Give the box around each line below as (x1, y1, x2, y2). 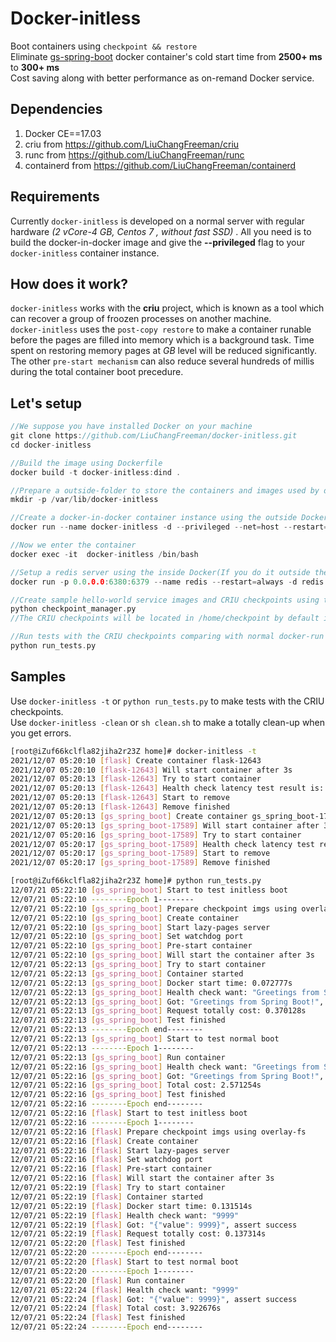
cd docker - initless (10, 440, 92, 450)
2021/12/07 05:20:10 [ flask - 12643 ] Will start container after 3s (10, 765, 293, 775)
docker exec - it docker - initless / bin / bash (10, 549, 199, 559)
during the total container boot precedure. (10, 366, 184, 378)
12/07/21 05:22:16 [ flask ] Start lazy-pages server (10, 1145, 230, 1156)
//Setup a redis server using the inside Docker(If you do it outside (10, 567, 311, 577)
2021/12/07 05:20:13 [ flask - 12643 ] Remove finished (10, 802, 230, 812)
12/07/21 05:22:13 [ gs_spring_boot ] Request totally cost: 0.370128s (10, 1006, 307, 1016)
